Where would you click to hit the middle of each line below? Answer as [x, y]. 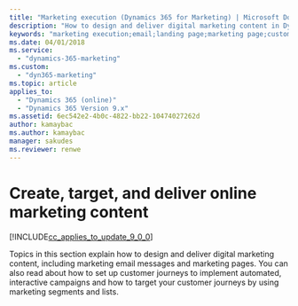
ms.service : [31, 51]
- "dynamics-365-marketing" [69, 59]
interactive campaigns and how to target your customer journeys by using [144, 282]
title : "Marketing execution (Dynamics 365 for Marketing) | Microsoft [144, 17]
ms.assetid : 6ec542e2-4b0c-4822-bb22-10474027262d [105, 116]
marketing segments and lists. [64, 291]
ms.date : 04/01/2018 [47, 42]
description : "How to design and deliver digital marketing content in [144, 26]
